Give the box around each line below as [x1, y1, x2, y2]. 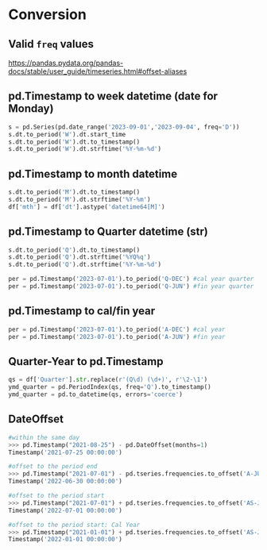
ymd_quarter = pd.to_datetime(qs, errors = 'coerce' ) [8, 390, 183, 398]
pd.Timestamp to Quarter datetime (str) [8, 225, 208, 239]
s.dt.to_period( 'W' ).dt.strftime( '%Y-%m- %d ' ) [8, 145, 161, 153]
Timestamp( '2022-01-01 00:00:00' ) [8, 536, 123, 544]
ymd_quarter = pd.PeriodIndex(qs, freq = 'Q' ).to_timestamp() [8, 383, 212, 391]
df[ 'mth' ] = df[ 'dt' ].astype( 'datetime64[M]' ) [8, 202, 165, 211]
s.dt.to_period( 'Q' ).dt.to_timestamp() [8, 246, 141, 254]
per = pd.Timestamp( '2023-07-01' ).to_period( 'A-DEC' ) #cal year [8, 325, 226, 333]
